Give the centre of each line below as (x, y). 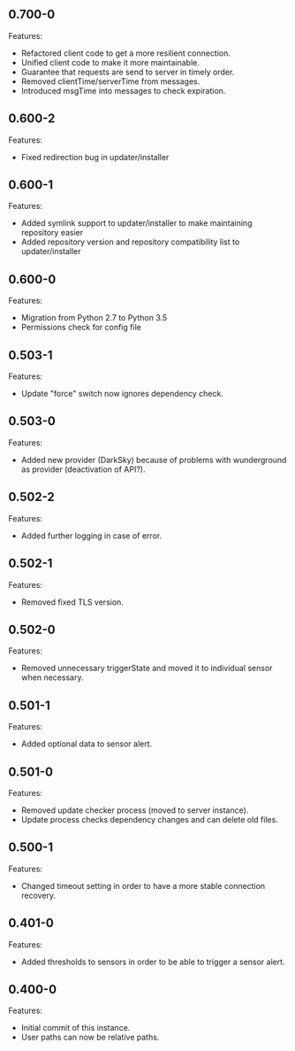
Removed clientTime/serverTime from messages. (110, 81)
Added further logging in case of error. (91, 536)
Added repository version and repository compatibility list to (130, 242)
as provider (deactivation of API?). (83, 469)
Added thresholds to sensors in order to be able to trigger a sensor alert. (153, 962)
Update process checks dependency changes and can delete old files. (150, 819)
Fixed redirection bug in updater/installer (95, 157)
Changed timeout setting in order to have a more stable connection (143, 885)
